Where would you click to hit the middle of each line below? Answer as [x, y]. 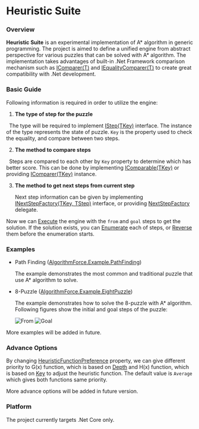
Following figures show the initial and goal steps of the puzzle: [91, 309]
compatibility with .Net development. [51, 74]
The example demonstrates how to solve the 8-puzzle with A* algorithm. [103, 303]
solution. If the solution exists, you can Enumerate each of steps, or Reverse [99, 227]
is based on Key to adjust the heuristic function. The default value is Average [99, 374]
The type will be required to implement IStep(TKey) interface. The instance [100, 126]
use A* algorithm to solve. [46, 280]
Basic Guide [24, 89]
